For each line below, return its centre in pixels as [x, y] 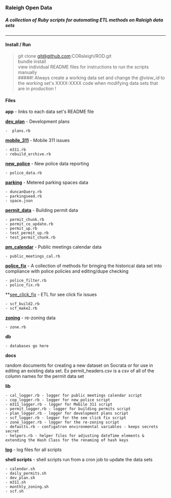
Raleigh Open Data [29, 8]
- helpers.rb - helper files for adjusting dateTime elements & [75, 436]
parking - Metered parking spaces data [47, 182]
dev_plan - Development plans [37, 122]
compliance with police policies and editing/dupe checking [67, 271]
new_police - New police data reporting [47, 164]
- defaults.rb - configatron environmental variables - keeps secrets [82, 427]
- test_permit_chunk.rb [31, 238]
